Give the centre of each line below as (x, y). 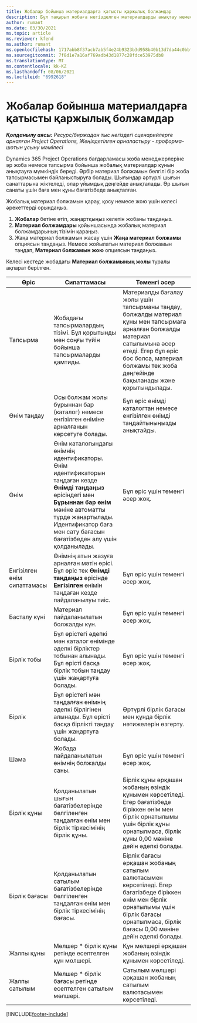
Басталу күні (27, 617)
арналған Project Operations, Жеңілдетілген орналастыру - (80, 141)
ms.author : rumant (28, 45)
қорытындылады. (147, 388)
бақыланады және (149, 381)
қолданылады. (74, 546)
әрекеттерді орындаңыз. (37, 208)
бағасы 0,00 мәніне (151, 929)
